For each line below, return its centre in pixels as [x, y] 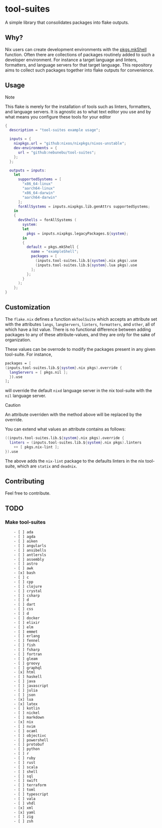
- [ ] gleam [26, 659]
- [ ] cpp [24, 582]
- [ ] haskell [28, 677]
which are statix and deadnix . [47, 466]
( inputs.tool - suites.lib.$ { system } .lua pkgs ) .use [86, 265]
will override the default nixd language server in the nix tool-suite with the [79, 391]
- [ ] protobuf [29, 744]
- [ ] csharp [27, 595]
